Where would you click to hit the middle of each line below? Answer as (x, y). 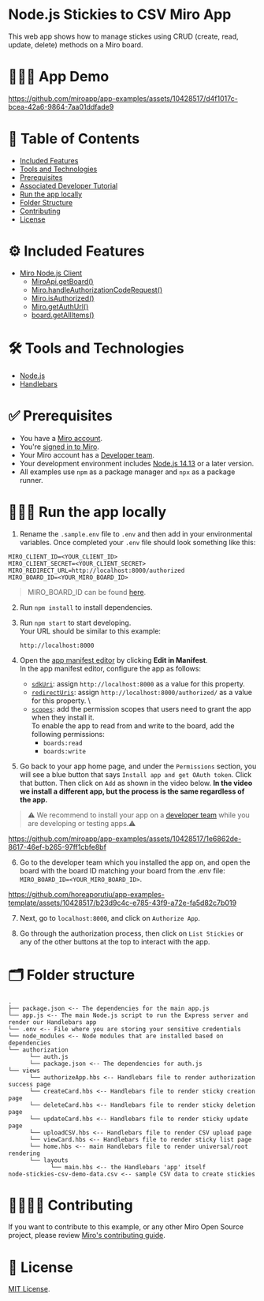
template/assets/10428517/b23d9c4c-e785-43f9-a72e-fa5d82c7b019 (123, 903)
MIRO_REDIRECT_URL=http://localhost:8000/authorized (97, 570)
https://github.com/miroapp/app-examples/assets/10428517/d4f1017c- (123, 98)
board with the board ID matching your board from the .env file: (123, 870)
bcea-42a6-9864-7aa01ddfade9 (61, 107)
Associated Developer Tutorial (69, 185)
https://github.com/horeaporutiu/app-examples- (87, 894)
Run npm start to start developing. (75, 622)
